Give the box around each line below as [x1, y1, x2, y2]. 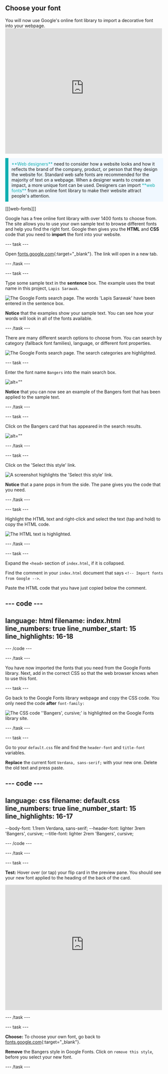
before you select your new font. [5, 1054, 73, 1060]
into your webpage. [5, 23, 46, 29]
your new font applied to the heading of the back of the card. [5, 875, 131, 881]
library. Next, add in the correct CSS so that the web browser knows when [5, 670, 159, 676]
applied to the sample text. [5, 394, 60, 400]
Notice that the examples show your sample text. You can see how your [5, 310, 154, 316]
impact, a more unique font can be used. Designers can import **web [12, 182, 155, 188]
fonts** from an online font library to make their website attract [12, 188, 141, 194]
